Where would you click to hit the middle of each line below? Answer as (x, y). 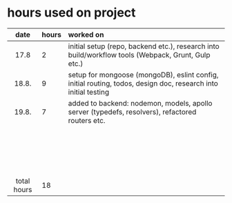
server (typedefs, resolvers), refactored (132, 112)
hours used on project (71, 13)
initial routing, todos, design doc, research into (143, 83)
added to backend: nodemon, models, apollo (140, 103)
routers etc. (87, 120)
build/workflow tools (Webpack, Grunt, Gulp (139, 55)
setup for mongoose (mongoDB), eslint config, (143, 75)
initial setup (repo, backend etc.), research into (144, 46)
